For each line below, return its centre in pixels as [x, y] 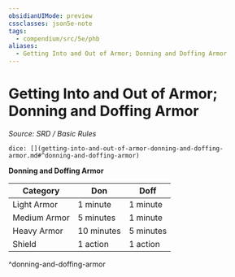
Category [41, 190]
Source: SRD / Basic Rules [52, 133]
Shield [24, 244]
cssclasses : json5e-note [50, 24]
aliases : [23, 46]
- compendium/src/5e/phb [58, 39]
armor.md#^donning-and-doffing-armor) [74, 155]
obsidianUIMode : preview [50, 16]
